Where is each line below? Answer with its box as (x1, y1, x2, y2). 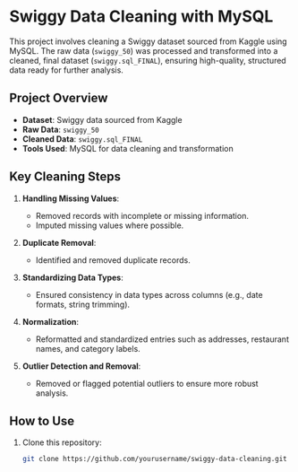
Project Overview (9, 91, 108, 106)
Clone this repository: (21, 437, 102, 448)
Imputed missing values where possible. (35, 220, 184, 231)
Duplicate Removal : (21, 237, 97, 248)
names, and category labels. (35, 343, 140, 354)
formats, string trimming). (35, 299, 131, 310)
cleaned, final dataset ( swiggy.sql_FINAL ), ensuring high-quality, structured (9, 55, 286, 66)
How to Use (9, 413, 75, 428)
